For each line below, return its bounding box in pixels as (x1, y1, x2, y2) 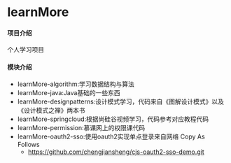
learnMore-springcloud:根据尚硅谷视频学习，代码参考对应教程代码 (17, 115, 209, 123)
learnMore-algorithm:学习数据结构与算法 (17, 80, 134, 88)
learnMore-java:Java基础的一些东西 (17, 88, 120, 97)
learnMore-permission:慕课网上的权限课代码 (17, 123, 146, 132)
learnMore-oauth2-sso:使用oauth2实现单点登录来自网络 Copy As (17, 132, 205, 141)
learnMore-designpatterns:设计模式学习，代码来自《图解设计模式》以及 (17, 97, 225, 106)
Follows (17, 140, 40, 148)
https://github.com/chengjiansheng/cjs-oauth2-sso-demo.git (27, 148, 204, 156)
